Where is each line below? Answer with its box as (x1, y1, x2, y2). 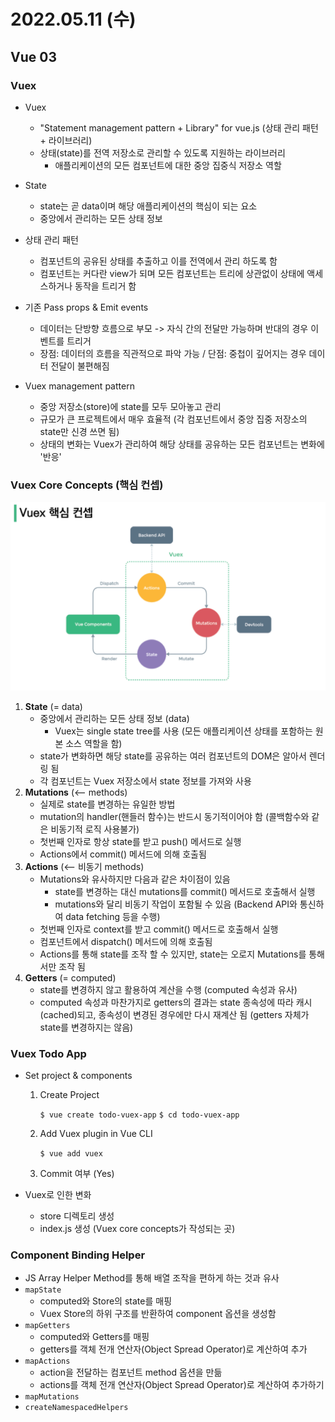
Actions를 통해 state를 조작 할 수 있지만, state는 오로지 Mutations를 (39, 948, 307, 960)
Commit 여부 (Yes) (39, 1168, 115, 1180)
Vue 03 (10, 48, 57, 65)
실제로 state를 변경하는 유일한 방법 (39, 798, 176, 810)
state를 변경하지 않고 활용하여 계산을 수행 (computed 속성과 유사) (39, 983, 298, 995)
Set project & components (24, 1070, 133, 1082)
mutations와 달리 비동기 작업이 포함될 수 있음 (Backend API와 (54, 898, 298, 910)
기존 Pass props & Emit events (24, 301, 149, 313)
